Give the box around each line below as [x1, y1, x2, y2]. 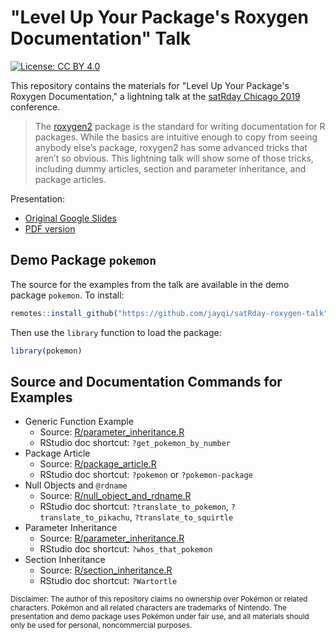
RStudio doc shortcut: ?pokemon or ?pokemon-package [39, 469, 253, 481]
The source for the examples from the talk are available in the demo [10, 278, 290, 290]
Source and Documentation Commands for [10, 373, 283, 390]
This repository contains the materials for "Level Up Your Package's [10, 79, 290, 91]
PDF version [24, 222, 76, 235]
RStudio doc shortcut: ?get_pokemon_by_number [39, 437, 231, 449]
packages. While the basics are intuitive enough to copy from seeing [34, 131, 318, 143]
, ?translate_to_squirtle [129, 511, 234, 523]
